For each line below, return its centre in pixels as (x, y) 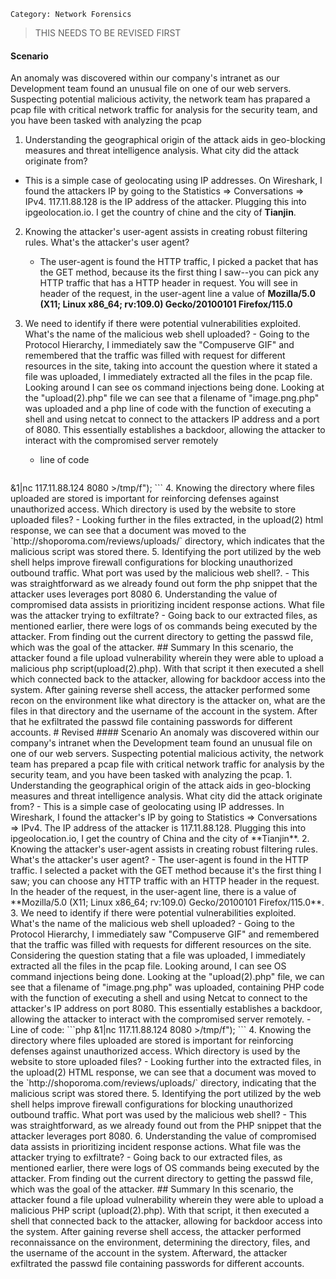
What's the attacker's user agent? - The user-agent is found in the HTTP (159, 860)
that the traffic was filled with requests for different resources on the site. (161, 945)
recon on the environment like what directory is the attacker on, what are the (168, 701)
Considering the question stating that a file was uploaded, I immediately (158, 956)
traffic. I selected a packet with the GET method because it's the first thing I (166, 871)
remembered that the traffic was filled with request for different (155, 356)
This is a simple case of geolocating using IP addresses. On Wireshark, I (173, 181)
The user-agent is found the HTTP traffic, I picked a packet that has (179, 262)
